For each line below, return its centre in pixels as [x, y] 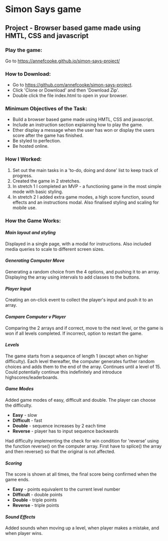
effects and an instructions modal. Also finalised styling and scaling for [86, 202]
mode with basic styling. [38, 192]
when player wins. [24, 533]
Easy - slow [25, 415]
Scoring [14, 463]
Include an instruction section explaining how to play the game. [78, 125]
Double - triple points [35, 500]
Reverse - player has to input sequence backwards [65, 431]
